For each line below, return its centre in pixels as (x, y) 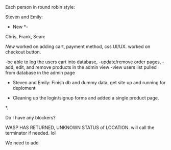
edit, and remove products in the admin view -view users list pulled (86, 67)
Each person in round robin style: (40, 7)
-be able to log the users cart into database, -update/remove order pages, (83, 62)
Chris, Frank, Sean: (26, 36)
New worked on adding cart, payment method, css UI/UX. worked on (78, 46)
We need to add (22, 143)
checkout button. (23, 52)
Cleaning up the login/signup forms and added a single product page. (86, 98)
